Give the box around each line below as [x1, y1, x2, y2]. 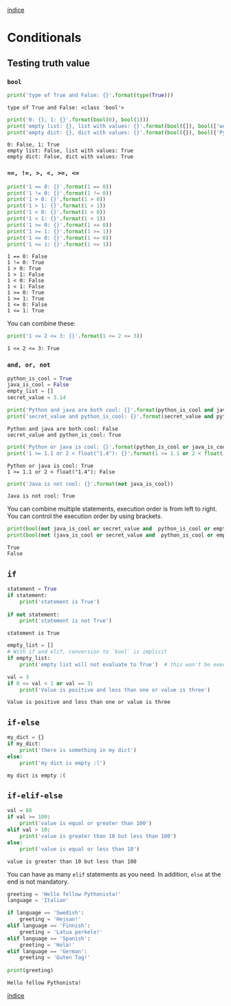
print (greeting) [7, 967, 54, 974]
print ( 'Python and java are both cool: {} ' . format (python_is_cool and [7, 407, 214, 414]
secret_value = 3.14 [7, 394, 67, 401]
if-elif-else [7, 791, 63, 800]
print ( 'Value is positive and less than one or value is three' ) [19, 686, 211, 694]
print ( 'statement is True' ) [19, 598, 100, 605]
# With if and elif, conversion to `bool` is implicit [7, 648, 168, 656]
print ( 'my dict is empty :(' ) [19, 760, 107, 767]
